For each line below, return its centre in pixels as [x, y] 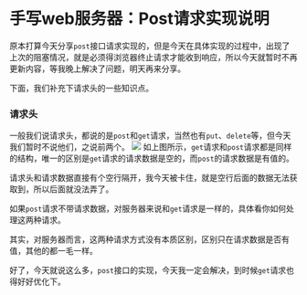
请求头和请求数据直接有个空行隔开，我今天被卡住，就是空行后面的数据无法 [149, 178]
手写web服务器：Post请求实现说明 [139, 19]
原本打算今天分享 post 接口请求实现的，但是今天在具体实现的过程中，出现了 [150, 46]
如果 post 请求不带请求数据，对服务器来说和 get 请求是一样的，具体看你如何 [148, 209]
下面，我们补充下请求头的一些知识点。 [81, 88]
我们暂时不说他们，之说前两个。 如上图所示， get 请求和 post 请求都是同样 [151, 147]
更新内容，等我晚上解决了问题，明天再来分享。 [97, 68]
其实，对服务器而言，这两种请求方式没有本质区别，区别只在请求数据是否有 [149, 239]
